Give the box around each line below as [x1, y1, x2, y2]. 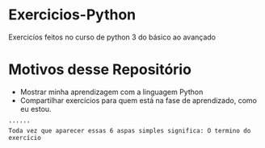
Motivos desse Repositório [8, 60, 192, 79]
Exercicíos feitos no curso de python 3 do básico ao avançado [8, 32, 217, 42]
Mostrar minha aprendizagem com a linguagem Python [19, 87, 204, 97]
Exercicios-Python [8, 6, 136, 24]
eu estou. [19, 104, 52, 113]
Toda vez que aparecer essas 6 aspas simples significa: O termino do [8, 126, 251, 134]
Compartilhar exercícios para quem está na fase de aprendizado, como [19, 95, 257, 105]
